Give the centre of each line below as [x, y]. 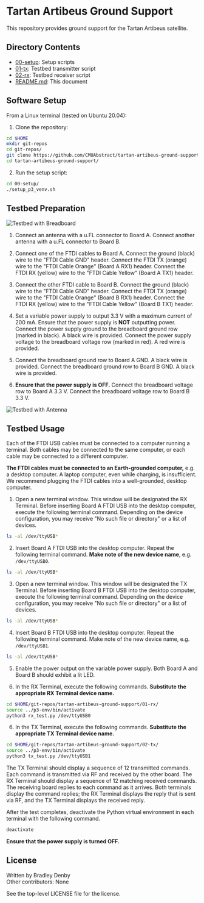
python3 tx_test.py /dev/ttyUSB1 [49, 756]
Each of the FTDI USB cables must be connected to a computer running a [98, 443]
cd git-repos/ [24, 150]
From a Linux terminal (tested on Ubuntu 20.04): [66, 115]
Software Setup [36, 101]
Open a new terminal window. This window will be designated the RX [101, 499]
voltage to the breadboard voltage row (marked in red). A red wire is [100, 341]
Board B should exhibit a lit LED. [55, 674]
